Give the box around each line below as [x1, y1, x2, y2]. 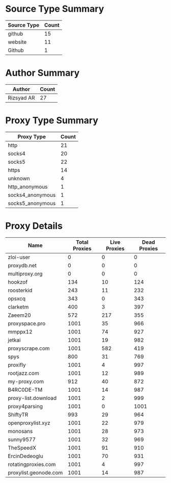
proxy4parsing [8, 402, 43, 410]
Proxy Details [5, 220, 63, 232]
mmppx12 [8, 328, 33, 335]
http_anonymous [8, 183, 48, 190]
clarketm [8, 303, 29, 310]
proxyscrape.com [8, 345, 50, 352]
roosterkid [8, 287, 33, 294]
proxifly [8, 361, 26, 368]
